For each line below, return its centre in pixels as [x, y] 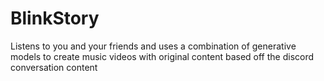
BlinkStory [55, 18]
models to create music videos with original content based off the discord [162, 56]
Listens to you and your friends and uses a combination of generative [153, 46]
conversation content [54, 67]
